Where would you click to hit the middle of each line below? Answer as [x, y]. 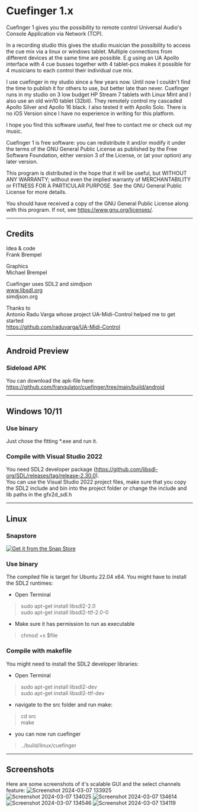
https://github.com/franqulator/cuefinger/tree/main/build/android [85, 387]
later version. [22, 161]
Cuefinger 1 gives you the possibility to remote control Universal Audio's [94, 27]
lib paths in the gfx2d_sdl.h [39, 495]
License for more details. [36, 192]
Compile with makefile [39, 651]
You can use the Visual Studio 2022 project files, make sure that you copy [96, 482]
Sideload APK [26, 368]
